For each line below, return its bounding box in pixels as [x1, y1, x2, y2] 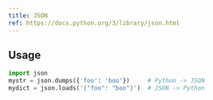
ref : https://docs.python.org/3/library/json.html [8, 19, 180, 27]
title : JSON [8, 11, 48, 20]
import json [8, 69, 48, 78]
